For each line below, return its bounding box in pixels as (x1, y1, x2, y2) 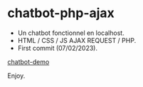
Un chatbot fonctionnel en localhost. (17, 29, 125, 37)
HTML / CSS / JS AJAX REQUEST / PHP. (17, 36, 137, 44)
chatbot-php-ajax (7, 5, 115, 21)
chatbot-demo (7, 57, 50, 66)
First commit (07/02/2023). (17, 43, 98, 52)
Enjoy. (7, 71, 26, 80)
